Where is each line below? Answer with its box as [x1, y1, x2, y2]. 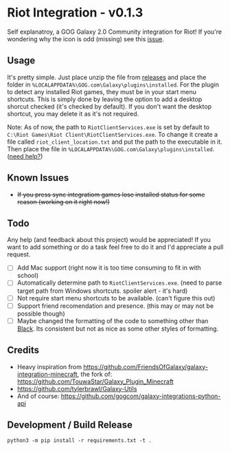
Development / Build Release [7, 419, 133, 430]
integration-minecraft [16, 370, 78, 378]
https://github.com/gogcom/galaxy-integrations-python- [60, 392, 221, 400]
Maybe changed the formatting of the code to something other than [16, 316, 209, 324]
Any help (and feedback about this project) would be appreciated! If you [7, 236, 211, 244]
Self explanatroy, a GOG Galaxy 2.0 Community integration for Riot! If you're [7, 27, 222, 36]
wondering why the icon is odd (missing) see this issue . [7, 34, 165, 43]
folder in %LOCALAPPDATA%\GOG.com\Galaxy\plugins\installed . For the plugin [7, 80, 220, 89]
